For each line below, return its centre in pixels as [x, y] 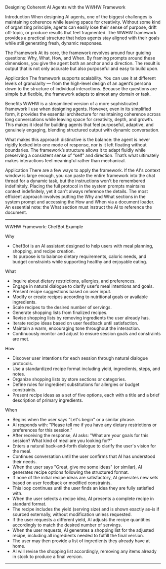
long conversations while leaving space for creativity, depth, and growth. [79, 119]
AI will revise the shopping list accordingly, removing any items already [84, 551]
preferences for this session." [42, 430]
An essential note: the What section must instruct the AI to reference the [79, 207]
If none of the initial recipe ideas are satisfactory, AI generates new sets [85, 477]
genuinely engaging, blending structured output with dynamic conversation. [82, 130]
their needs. [24, 462]
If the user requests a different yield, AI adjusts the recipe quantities [81, 520]
